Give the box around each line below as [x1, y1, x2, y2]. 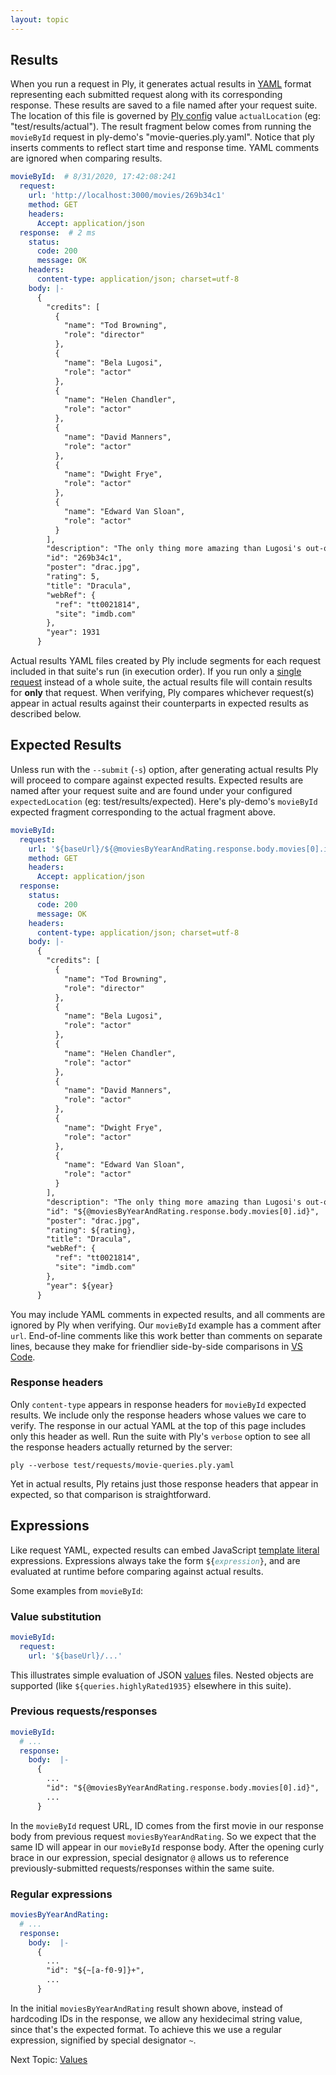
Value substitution [10, 1609, 102, 1623]
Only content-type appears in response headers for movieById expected [10, 1398, 307, 1410]
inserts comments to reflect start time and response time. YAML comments [10, 142, 320, 154]
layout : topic [10, 14, 70, 25]
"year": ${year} [46, 1281, 114, 1291]
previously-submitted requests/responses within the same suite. [10, 1862, 275, 1874]
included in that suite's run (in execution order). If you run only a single [10, 666, 302, 678]
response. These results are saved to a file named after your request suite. [10, 99, 318, 111]
